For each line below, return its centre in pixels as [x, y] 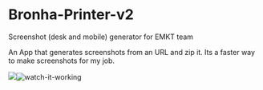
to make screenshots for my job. [61, 61]
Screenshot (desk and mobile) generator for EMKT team [101, 37]
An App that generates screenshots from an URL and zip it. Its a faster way [131, 52]
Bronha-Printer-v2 [71, 15]
